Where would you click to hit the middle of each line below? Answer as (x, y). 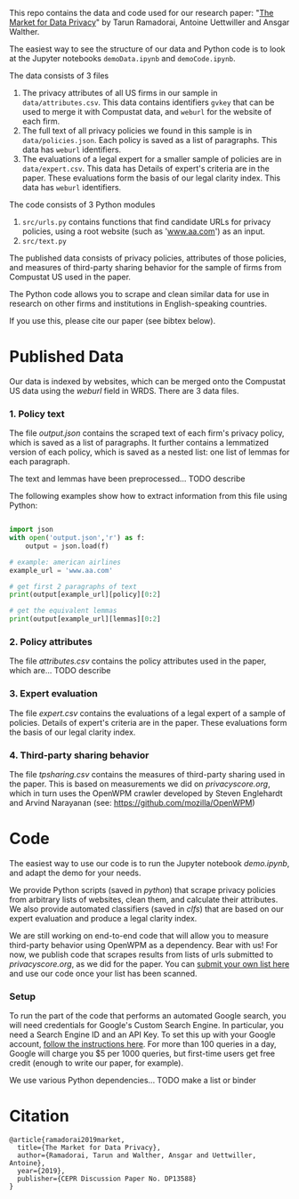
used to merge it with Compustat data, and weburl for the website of (147, 112)
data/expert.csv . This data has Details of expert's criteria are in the (145, 169)
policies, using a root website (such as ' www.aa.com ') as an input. (143, 231)
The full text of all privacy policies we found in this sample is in (137, 131)
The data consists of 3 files (59, 76)
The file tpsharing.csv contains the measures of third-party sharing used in (147, 774)
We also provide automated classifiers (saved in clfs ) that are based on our (146, 909)
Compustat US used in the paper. (70, 277)
